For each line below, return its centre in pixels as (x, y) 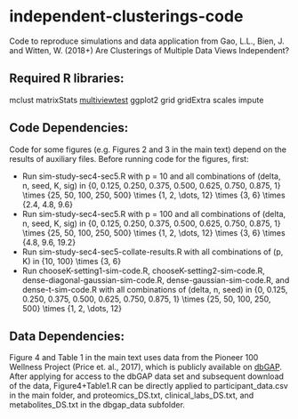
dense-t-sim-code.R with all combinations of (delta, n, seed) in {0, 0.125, (155, 289)
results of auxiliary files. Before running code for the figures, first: (129, 158)
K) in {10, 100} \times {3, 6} (72, 261)
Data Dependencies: (67, 336)
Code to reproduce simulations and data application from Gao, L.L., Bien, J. (147, 41)
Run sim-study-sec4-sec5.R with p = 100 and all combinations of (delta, (154, 214)
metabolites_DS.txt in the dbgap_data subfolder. (97, 405)
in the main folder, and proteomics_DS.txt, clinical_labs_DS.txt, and (132, 395)
